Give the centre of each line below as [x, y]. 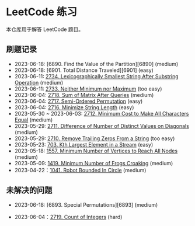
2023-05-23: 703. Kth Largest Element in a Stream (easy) [84, 144]
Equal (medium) [34, 120]
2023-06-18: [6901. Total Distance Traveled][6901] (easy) [84, 70]
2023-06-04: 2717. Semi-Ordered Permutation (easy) [79, 101]
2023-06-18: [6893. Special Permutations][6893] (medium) [86, 204]
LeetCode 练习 [42, 12]
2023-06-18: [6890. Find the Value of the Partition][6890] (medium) [96, 64]
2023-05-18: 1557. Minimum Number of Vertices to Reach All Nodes [96, 151]
